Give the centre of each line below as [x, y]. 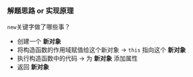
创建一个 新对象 [39, 42]
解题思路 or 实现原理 [40, 10]
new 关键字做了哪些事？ [39, 27]
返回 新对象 [33, 67]
